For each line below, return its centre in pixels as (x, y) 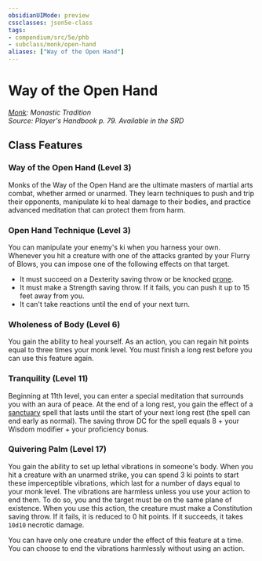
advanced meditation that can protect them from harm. (97, 209)
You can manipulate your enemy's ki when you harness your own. (115, 247)
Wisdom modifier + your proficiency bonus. (78, 429)
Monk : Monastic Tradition (50, 112)
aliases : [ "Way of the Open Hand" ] (66, 52)
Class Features (45, 146)
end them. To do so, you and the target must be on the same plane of (120, 500)
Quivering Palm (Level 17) (58, 450)
